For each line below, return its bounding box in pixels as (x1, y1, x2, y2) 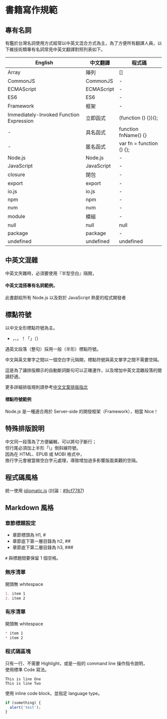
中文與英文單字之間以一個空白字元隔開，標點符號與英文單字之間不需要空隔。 (5, 356, 162, 362)
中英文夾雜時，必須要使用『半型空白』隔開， (5, 270, 97, 276)
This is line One (5, 677, 41, 682)
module (7, 213, 26, 220)
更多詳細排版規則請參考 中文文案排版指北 (5, 384, 88, 390)
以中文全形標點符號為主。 (5, 325, 58, 331)
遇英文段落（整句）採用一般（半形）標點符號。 (5, 346, 101, 352)
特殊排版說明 (5, 425, 45, 433)
